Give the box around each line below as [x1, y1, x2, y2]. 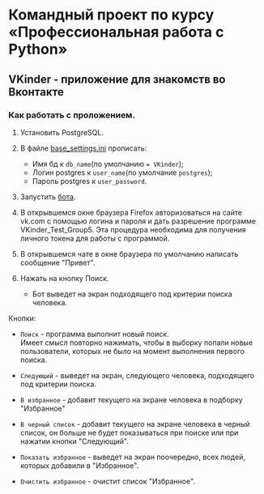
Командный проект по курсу [8, 6, 215, 24]
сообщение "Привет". [19, 258, 96, 267]
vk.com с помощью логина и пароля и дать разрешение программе [19, 216, 257, 226]
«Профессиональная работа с [8, 23, 224, 41]
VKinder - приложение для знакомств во [8, 72, 226, 86]
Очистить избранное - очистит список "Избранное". [19, 476, 196, 486]
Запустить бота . [19, 192, 76, 202]
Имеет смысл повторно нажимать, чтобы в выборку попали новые [19, 338, 253, 347]
